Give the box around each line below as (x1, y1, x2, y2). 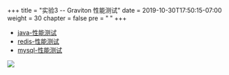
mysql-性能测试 (17, 46, 63, 54)
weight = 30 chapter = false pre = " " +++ (7, 14, 127, 22)
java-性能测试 (17, 29, 57, 36)
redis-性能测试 (17, 37, 59, 46)
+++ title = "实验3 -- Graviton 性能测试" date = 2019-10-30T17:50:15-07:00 (7, 6, 222, 14)
